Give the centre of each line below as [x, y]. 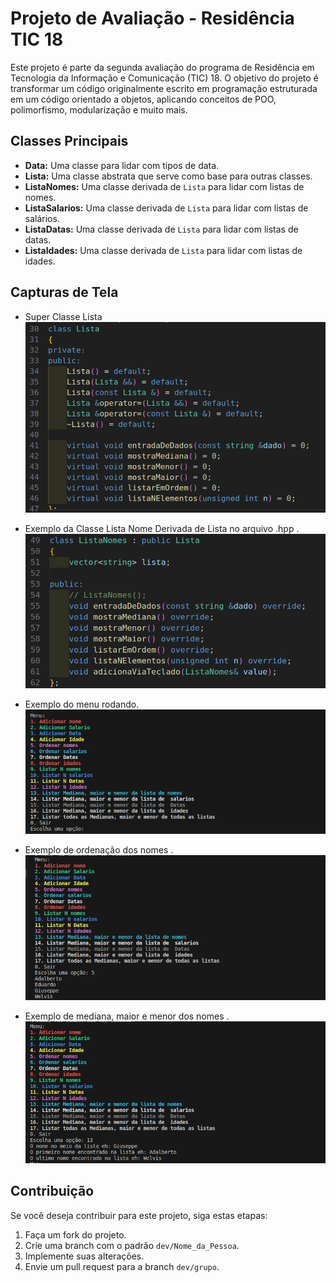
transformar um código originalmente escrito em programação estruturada [164, 88]
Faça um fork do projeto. [75, 1234]
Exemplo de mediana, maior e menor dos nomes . [127, 1016]
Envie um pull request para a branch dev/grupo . [122, 1266]
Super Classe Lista [63, 316]
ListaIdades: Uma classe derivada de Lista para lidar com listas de [163, 250]
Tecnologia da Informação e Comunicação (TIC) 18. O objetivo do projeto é [164, 78]
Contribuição [52, 1191]
